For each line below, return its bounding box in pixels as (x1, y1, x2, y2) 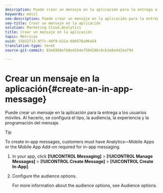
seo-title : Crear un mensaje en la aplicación (5, 20, 101, 26)
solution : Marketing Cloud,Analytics (5, 25, 81, 30)
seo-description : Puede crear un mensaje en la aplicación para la (5, 16, 145, 21)
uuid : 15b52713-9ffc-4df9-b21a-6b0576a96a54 (5, 39, 97, 44)
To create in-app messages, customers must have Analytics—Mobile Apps (5, 139, 154, 145)
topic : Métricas (5, 35, 38, 39)
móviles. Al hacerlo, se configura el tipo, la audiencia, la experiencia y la (5, 115, 149, 121)
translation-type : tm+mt (5, 43, 55, 48)
